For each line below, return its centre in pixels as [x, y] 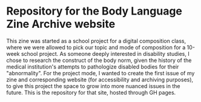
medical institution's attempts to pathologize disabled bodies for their [93, 66]
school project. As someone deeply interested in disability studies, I [105, 53]
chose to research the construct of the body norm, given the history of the [99, 60]
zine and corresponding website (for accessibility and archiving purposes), [100, 80]
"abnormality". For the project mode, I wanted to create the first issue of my [100, 73]
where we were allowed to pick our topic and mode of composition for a [96, 47]
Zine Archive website [61, 24]
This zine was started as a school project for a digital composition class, [96, 41]
